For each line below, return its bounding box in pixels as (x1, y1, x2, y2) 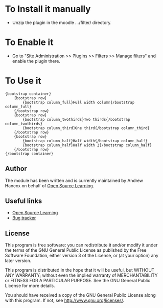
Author (5, 165, 27, 173)
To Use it (5, 75, 42, 87)
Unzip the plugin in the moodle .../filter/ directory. (12, 20, 112, 25)
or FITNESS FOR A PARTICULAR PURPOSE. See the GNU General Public (5, 278, 151, 284)
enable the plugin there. (12, 58, 60, 64)
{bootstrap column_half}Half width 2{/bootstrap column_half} (23, 143, 152, 148)
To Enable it (5, 37, 54, 48)
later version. (5, 258, 32, 264)
